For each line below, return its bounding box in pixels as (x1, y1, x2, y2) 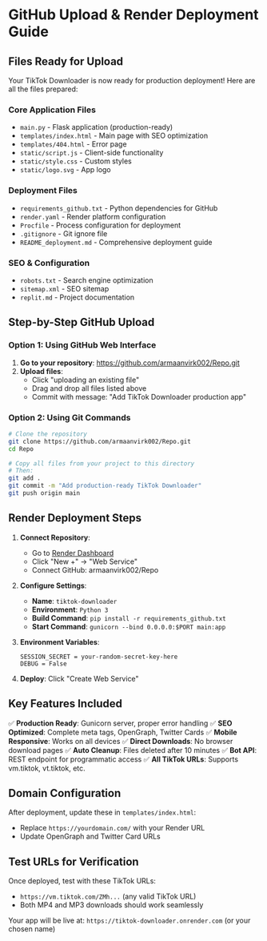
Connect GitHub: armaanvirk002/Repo (31, 565, 159, 574)
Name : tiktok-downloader (31, 596, 118, 605)
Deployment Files (8, 185, 78, 196)
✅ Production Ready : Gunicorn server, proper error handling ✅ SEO (8, 718, 233, 728)
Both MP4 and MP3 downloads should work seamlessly (19, 900, 204, 910)
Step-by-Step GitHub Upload (8, 316, 155, 329)
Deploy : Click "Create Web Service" (19, 674, 139, 683)
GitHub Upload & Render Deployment (8, 6, 259, 24)
